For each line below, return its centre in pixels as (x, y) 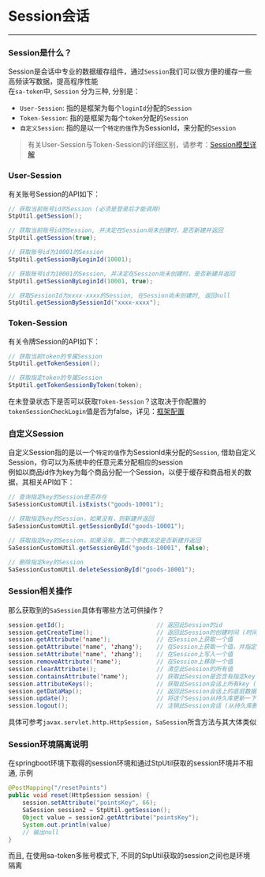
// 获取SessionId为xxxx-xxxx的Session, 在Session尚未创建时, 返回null (119, 295)
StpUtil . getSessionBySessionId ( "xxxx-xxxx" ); (84, 303)
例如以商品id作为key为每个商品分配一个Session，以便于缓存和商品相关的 (127, 473)
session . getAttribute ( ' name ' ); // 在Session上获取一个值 (121, 640)
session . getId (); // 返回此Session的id (116, 625)
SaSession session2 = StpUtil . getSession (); (97, 811)
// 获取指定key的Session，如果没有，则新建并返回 (81, 519)
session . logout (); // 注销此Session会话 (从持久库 (130, 706)
